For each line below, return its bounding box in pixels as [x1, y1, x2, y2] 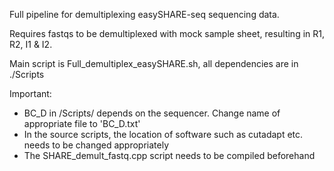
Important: [9, 88, 52, 99]
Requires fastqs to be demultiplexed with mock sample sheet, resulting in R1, [9, 28, 325, 39]
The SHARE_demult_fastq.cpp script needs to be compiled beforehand [23, 150, 316, 161]
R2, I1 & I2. [9, 39, 53, 50]
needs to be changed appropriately [23, 139, 170, 151]
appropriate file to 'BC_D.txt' [23, 118, 141, 129]
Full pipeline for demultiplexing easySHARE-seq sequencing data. [9, 9, 280, 20]
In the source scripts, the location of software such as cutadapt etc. [23, 129, 304, 140]
